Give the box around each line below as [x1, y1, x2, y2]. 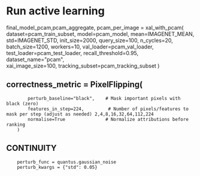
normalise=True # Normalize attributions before [28, 116, 189, 122]
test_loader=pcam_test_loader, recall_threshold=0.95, [6, 49, 139, 56]
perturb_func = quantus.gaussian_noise [17, 159, 117, 165]
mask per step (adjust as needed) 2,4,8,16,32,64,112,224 [6, 111, 154, 117]
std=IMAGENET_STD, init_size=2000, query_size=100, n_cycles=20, [6, 37, 174, 44]
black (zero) [6, 101, 39, 107]
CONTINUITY [6, 143, 57, 153]
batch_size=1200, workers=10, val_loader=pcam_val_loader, [6, 43, 154, 50]
